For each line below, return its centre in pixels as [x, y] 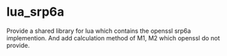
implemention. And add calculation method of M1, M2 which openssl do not [113, 38]
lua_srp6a [35, 12]
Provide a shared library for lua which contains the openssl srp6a [99, 31]
